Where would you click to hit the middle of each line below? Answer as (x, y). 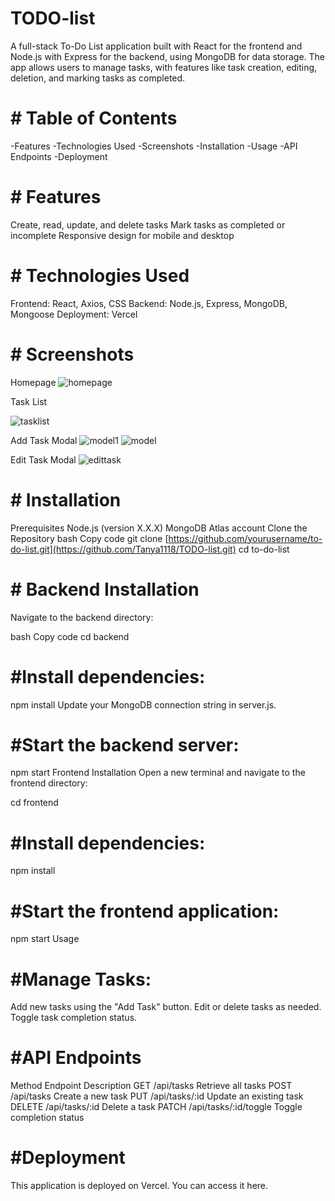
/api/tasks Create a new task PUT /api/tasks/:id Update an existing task (157, 1096)
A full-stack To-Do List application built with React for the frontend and (156, 46)
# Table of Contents (94, 118)
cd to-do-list (264, 549)
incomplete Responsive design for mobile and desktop (122, 235)
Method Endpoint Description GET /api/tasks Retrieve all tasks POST (151, 1086)
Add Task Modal (44, 440)
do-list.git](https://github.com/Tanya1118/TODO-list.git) (123, 549)
